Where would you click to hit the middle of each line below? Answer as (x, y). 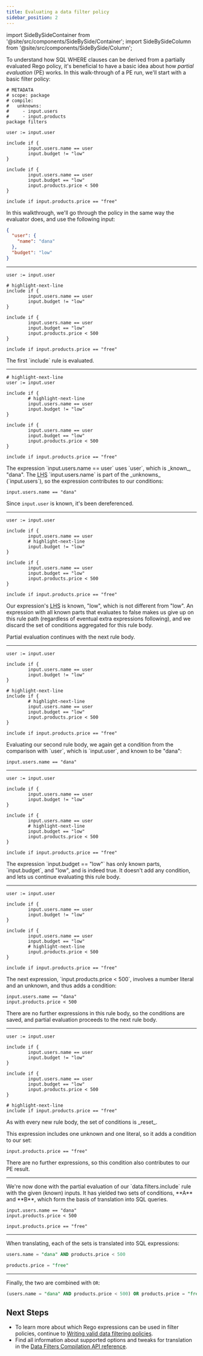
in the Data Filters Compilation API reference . (71, 1346)
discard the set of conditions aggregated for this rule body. (79, 625)
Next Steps (27, 1313)
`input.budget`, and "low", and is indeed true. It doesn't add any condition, (98, 870)
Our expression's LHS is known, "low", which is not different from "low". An (100, 606)
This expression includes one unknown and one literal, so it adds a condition (101, 1133)
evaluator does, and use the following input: (61, 219)
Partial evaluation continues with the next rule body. (71, 637)
